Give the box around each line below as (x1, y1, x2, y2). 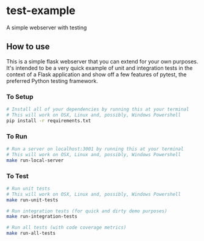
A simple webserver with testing (6, 24, 87, 31)
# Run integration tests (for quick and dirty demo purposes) (6, 208, 167, 214)
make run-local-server (6, 157, 64, 164)
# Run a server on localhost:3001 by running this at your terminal (6, 146, 184, 152)
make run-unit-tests (6, 196, 59, 203)
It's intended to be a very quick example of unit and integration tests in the (6, 64, 193, 71)
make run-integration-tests (6, 214, 78, 220)
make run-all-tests (6, 230, 56, 237)
